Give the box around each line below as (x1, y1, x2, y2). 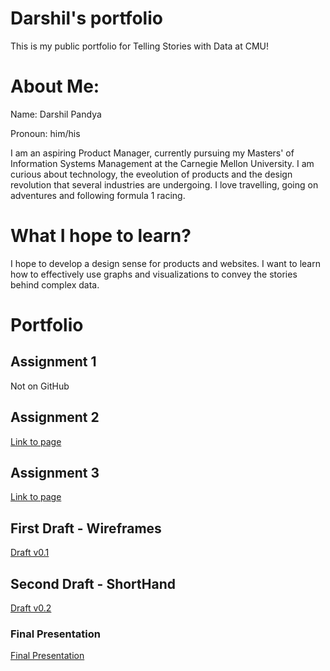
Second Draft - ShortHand (10, 575, 176, 592)
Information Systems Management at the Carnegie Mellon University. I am (10, 157, 315, 169)
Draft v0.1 (10, 547, 50, 559)
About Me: (10, 75, 100, 98)
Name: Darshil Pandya (10, 108, 102, 120)
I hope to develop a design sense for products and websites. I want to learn (10, 257, 321, 269)
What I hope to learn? (10, 225, 192, 247)
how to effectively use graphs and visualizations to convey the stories (10, 268, 298, 280)
